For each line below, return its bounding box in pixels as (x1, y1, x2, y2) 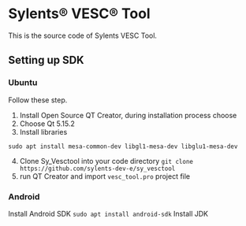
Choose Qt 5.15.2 (19, 119, 75, 128)
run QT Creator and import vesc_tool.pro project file (19, 171, 191, 181)
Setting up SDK (8, 54, 84, 67)
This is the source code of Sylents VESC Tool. (8, 31, 158, 40)
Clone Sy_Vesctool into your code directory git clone (19, 156, 193, 165)
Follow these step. (8, 95, 68, 105)
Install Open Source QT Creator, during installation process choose (19, 110, 237, 120)
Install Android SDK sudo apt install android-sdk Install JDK (8, 209, 209, 218)
